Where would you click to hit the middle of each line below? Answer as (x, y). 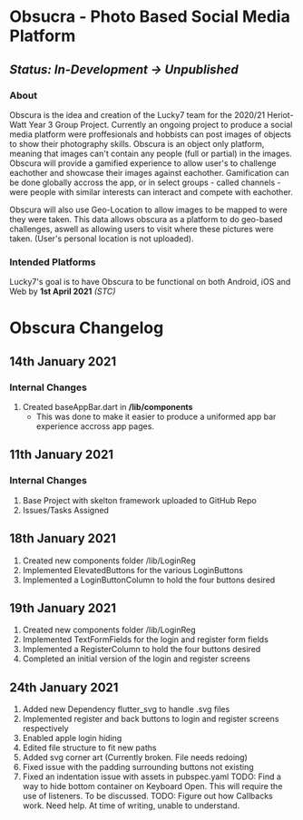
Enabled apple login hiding (72, 738)
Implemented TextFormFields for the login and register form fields (146, 639)
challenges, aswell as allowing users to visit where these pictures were (142, 229)
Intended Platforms (53, 262)
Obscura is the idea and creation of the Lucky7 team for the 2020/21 (137, 114)
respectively (46, 728)
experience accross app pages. (95, 426)
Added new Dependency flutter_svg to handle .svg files (126, 709)
